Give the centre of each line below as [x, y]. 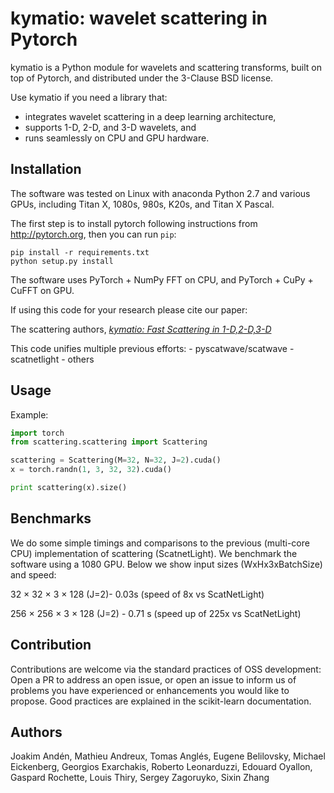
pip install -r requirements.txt [80, 252]
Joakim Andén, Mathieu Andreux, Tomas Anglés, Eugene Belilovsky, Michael [168, 756]
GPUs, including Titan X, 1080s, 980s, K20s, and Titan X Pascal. [142, 204]
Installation [46, 169]
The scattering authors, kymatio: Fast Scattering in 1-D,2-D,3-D [141, 329]
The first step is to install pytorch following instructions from [134, 223]
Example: [29, 414]
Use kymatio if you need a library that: [89, 97]
